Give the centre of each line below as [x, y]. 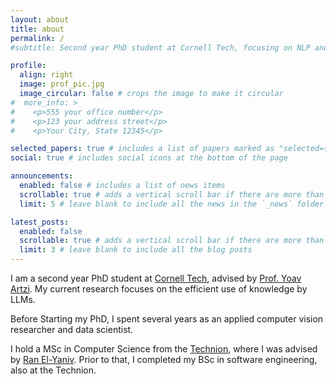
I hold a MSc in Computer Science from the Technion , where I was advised [164, 349]
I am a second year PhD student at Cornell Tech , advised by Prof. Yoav [156, 278]
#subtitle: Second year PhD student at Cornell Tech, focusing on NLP [160, 47]
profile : [28, 66]
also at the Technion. [53, 370]
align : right [46, 75]
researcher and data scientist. [72, 329]
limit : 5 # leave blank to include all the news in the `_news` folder [172, 204]
